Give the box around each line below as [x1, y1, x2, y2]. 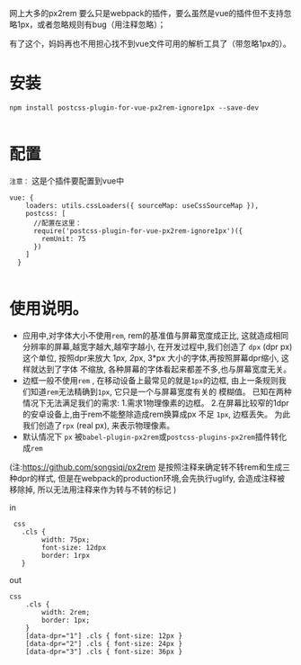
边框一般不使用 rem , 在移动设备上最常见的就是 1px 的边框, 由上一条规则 [22, 374, 279, 385]
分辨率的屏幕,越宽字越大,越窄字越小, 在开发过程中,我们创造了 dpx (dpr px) [22, 341, 293, 352]
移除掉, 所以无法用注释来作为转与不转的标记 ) [9, 484, 177, 495]
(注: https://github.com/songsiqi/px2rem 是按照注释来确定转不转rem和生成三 [9, 462, 290, 472]
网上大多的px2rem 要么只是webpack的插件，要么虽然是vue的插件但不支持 [9, 8, 285, 18]
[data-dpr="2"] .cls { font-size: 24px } [25, 639, 182, 648]
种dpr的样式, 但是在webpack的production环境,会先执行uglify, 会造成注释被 [9, 472, 286, 483]
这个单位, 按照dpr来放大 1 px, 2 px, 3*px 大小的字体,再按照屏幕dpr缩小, [22, 352, 279, 363]
